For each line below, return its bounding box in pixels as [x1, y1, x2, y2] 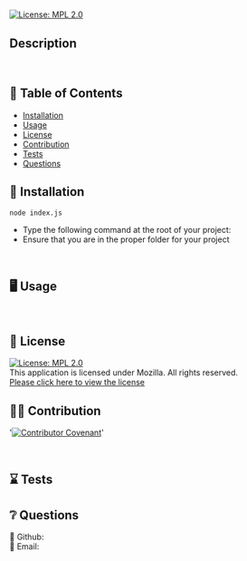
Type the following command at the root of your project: [22, 224, 232, 235]
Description [9, 35, 77, 51]
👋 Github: [9, 531, 44, 543]
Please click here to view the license [9, 377, 146, 388]
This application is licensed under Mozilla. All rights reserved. [9, 367, 238, 378]
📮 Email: [9, 541, 40, 552]
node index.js [9, 208, 63, 218]
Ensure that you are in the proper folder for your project [22, 234, 230, 245]
